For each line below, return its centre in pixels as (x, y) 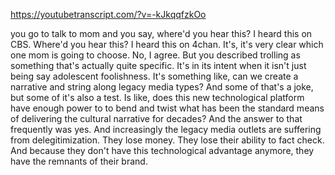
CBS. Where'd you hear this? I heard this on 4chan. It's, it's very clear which (167, 44)
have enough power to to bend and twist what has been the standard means (167, 108)
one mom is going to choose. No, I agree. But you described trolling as (155, 55)
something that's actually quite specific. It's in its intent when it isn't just (158, 65)
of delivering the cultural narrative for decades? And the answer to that (156, 118)
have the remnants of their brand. (79, 161)
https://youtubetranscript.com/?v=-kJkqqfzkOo (108, 14)
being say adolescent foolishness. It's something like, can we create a (154, 76)
